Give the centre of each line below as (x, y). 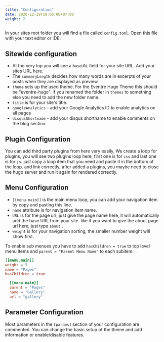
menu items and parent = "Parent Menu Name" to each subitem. (70, 251)
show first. (23, 236)
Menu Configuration (37, 188)
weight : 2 (15, 19)
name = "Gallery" (27, 293)
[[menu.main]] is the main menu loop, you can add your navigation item (85, 199)
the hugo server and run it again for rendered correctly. (61, 172)
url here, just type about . (38, 226)
